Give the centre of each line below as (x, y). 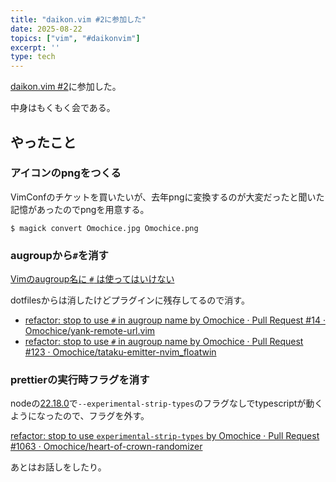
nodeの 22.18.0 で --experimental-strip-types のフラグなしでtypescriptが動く (167, 403)
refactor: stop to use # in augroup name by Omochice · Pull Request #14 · (175, 320)
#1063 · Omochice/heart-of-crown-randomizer (106, 447)
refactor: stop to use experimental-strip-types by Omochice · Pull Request (165, 436)
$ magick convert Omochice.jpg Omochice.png (104, 228)
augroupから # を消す (59, 255)
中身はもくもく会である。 (63, 108)
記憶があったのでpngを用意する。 (80, 209)
